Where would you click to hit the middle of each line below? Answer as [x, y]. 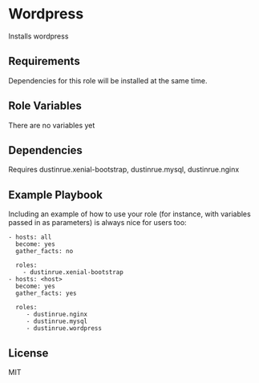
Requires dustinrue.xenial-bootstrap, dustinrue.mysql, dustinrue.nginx [124, 170]
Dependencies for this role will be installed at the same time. [108, 80]
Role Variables [45, 106]
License [28, 353]
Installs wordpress [38, 36]
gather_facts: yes [47, 293]
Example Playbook [55, 194]
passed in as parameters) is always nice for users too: [97, 223]
